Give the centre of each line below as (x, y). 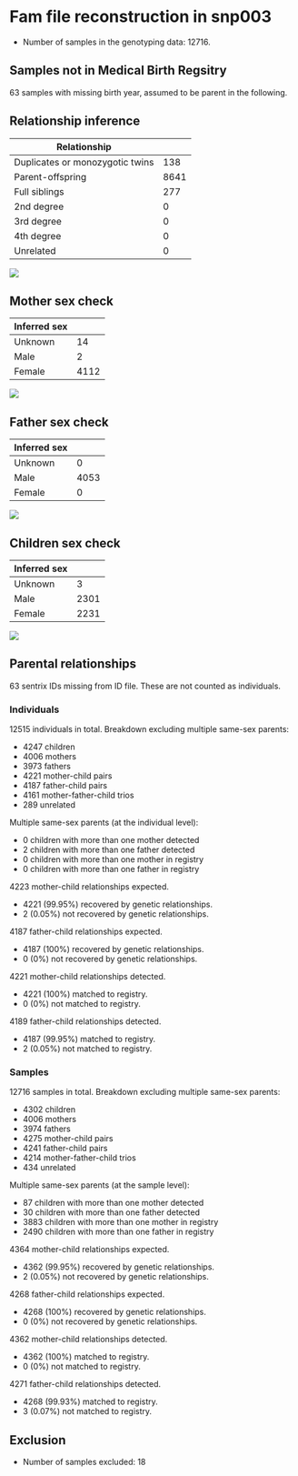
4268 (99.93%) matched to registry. (90, 1401)
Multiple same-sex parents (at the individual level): (104, 823)
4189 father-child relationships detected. (85, 1021)
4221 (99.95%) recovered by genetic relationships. (118, 904)
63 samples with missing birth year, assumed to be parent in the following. (149, 92)
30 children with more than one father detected (111, 1212)
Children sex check (65, 543)
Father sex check (59, 422)
